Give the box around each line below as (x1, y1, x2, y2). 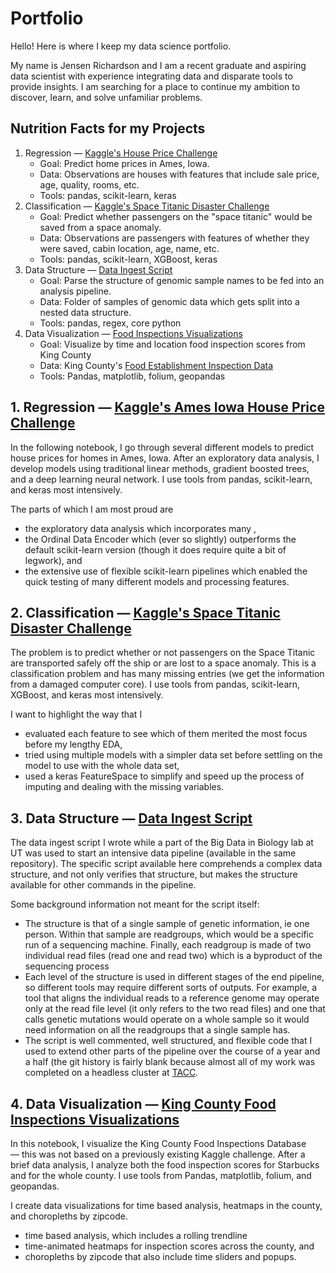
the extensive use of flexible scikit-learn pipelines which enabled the (24, 565, 308, 577)
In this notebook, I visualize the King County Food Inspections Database (10, 1138, 307, 1149)
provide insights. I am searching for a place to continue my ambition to (10, 80, 301, 92)
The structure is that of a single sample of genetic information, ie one (24, 918, 310, 930)
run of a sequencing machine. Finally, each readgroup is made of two (24, 939, 312, 951)
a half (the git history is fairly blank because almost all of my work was (24, 1056, 316, 1068)
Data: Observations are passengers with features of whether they (39, 232, 310, 244)
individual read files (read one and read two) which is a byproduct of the (24, 950, 323, 962)
